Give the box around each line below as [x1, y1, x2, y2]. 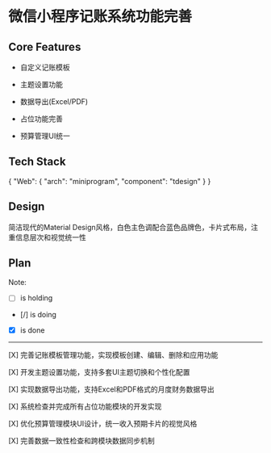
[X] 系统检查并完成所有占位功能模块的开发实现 [8, 401, 162, 411]
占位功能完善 [19, 114, 63, 124]
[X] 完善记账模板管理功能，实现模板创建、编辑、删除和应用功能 [8, 350, 219, 359]
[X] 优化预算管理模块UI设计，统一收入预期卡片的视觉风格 [8, 418, 198, 428]
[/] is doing [19, 309, 56, 319]
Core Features [8, 40, 81, 53]
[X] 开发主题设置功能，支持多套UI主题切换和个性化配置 [8, 367, 190, 376]
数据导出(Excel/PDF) [19, 97, 89, 106]
